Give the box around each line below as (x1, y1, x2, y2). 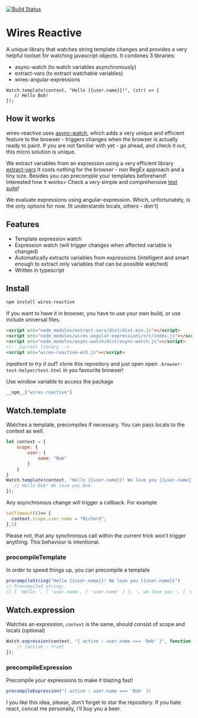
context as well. (6, 428, 44, 435)
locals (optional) (6, 627, 45, 634)
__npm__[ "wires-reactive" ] (6, 389, 72, 395)
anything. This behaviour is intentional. (6, 538, 100, 545)
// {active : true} (16, 644, 65, 650)
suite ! (6, 185, 19, 192)
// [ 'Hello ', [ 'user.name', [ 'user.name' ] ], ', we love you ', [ (6, 589, 186, 595)
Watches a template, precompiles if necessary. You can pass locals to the (6, 421, 185, 428)
